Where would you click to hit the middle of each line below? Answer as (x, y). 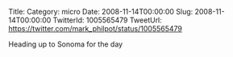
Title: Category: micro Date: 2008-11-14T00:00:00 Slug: (101, 12)
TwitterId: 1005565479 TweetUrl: (108, 20)
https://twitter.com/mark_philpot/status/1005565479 (96, 28)
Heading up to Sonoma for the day (66, 44)
